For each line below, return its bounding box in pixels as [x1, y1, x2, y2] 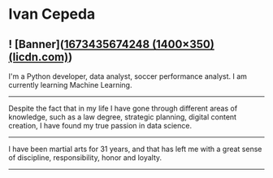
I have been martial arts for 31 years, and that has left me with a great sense [8, 144, 262, 154]
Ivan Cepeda [8, 5, 96, 24]
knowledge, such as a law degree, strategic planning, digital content [8, 112, 237, 122]
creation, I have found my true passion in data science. [8, 121, 193, 130]
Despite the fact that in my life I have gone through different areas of [8, 103, 238, 113]
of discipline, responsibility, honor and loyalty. [8, 153, 162, 163]
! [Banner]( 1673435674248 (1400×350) [8, 37, 215, 51]
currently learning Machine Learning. [8, 80, 132, 89]
